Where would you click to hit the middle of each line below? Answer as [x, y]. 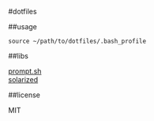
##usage [23, 26]
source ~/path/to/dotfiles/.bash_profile [77, 41]
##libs [19, 56]
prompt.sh [25, 71]
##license [24, 95]
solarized [23, 79]
